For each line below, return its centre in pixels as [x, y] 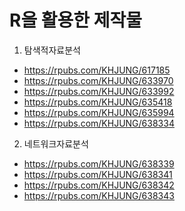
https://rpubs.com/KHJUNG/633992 [99, 91]
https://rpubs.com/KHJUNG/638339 [99, 163]
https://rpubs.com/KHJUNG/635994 [99, 112]
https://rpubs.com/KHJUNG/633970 [98, 80]
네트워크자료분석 [56, 143]
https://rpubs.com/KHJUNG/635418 [98, 102]
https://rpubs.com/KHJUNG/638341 [98, 174]
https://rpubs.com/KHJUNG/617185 [97, 70]
